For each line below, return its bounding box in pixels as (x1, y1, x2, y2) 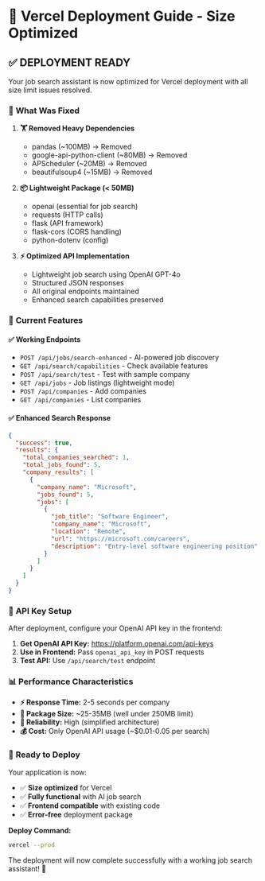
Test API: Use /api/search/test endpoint (19, 656, 156, 666)
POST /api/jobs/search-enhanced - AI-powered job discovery (19, 353, 220, 363)
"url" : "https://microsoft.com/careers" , (50, 534, 191, 543)
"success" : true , (15, 439, 73, 447)
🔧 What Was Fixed (8, 105, 80, 116)
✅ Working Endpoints (8, 334, 81, 344)
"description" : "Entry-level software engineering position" (50, 542, 259, 550)
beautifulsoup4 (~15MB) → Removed (31, 167, 153, 177)
